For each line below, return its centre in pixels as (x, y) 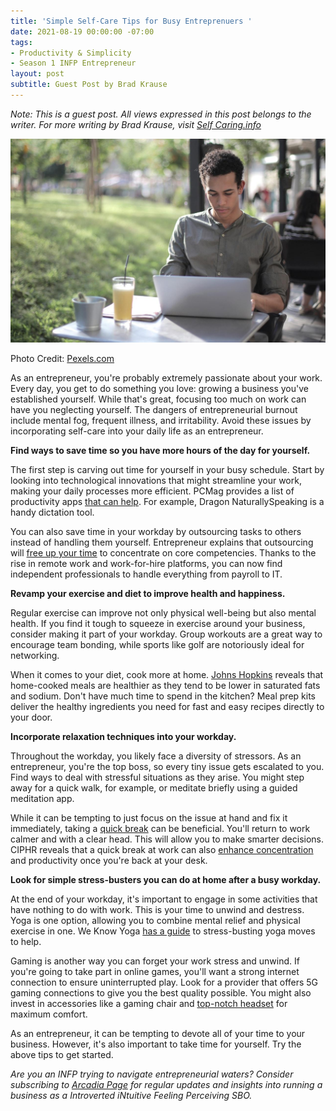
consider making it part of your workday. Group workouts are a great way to (166, 634)
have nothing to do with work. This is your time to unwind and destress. (157, 910)
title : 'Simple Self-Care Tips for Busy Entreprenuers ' (131, 21)
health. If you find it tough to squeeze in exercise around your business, (158, 624)
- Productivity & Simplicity (71, 53)
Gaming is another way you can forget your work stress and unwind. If (155, 961)
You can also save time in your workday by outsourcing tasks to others (156, 532)
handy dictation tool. (52, 512)
